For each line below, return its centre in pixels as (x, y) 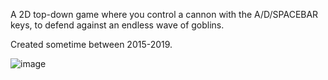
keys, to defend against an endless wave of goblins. (117, 25)
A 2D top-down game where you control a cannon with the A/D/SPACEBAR (164, 14)
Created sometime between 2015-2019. (91, 44)
